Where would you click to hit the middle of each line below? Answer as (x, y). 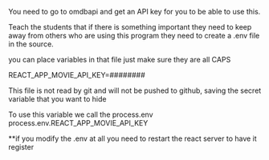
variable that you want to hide (57, 99)
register (21, 147)
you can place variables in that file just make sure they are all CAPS (120, 60)
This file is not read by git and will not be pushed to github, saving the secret (135, 90)
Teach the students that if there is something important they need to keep (130, 27)
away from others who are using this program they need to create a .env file (134, 36)
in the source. (31, 44)
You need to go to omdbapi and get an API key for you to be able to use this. (134, 12)
